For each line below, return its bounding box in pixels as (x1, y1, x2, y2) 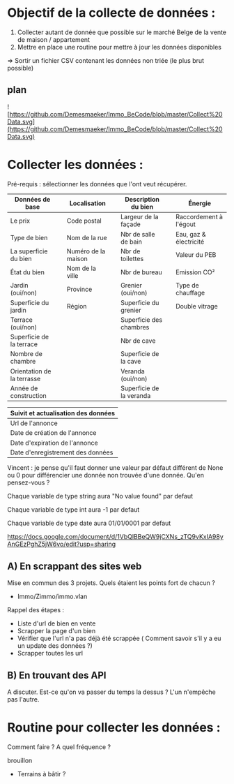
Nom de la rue (66, 234, 107, 242)
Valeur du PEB (175, 251, 217, 259)
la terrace (10, 340, 38, 348)
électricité (175, 237, 205, 246)
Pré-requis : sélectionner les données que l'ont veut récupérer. (7, 179, 187, 188)
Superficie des (120, 316, 162, 324)
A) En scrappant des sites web (7, 560, 142, 572)
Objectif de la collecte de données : (7, 5, 216, 21)
